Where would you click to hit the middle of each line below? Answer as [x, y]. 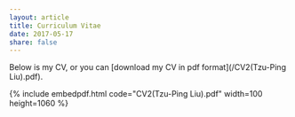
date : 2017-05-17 [41, 34]
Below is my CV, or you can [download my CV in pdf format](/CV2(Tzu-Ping [148, 67]
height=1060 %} [39, 104]
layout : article [39, 17]
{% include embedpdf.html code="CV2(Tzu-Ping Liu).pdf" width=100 [136, 94]
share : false [33, 42]
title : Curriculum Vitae [55, 26]
